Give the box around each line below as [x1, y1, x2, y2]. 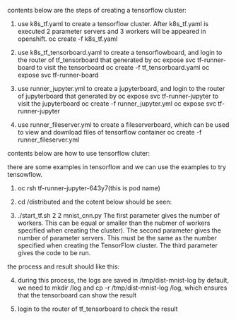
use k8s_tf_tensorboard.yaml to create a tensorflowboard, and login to [17, 49, 223, 56]
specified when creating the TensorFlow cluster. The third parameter [17, 241, 218, 250]
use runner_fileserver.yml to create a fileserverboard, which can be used [17, 121, 230, 129]
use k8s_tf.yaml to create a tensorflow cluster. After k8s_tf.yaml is [17, 20, 209, 27]
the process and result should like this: [7, 262, 120, 271]
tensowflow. [7, 171, 43, 178]
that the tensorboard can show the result [17, 291, 137, 299]
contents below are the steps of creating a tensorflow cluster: [7, 6, 187, 14]
